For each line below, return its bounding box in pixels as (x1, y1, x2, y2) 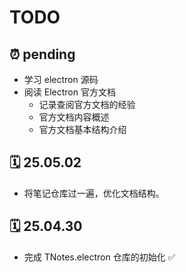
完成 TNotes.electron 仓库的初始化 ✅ (23, 251, 176, 263)
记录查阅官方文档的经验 (38, 99, 136, 110)
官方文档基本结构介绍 (38, 124, 127, 135)
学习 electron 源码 (23, 74, 99, 85)
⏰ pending (9, 46, 76, 63)
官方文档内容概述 (38, 111, 110, 123)
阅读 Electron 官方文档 (23, 86, 116, 98)
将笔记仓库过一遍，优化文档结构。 (23, 187, 165, 199)
